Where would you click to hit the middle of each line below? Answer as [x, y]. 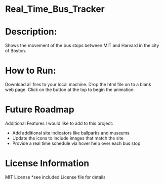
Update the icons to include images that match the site [68, 138]
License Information [47, 163]
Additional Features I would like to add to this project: [59, 123]
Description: [31, 32]
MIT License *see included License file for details [55, 177]
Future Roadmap [40, 110]
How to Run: [31, 71]
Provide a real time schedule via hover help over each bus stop [76, 143]
